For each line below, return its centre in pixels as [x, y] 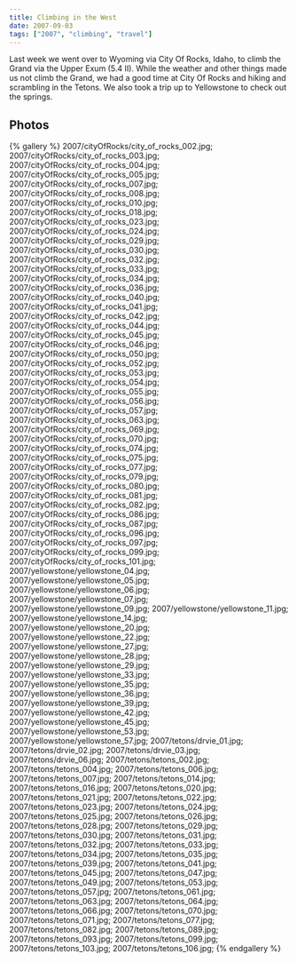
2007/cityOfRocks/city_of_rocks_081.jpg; [84, 496]
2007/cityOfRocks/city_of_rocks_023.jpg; [84, 222]
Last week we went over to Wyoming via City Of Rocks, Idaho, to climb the [145, 60]
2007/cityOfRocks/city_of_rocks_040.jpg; [85, 298]
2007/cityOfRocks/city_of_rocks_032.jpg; [84, 259]
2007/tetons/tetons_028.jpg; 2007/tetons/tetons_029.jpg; [114, 826]
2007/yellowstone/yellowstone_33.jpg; [80, 675]
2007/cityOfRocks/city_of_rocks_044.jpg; [85, 326]
